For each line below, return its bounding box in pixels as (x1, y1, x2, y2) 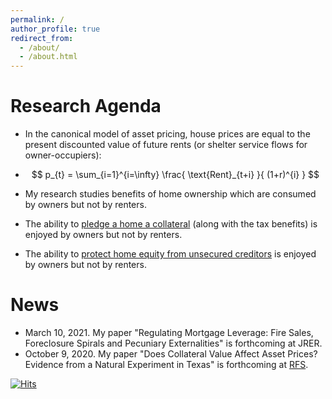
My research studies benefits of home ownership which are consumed (24, 188, 317, 200)
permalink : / (10, 14, 65, 25)
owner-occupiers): (24, 149, 102, 161)
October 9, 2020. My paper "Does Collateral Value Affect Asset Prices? (24, 348, 318, 360)
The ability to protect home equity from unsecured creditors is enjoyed (24, 248, 317, 260)
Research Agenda (10, 95, 162, 118)
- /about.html (19, 52, 78, 62)
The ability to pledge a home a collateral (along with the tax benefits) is (24, 218, 318, 230)
